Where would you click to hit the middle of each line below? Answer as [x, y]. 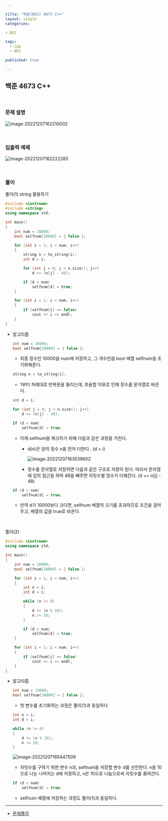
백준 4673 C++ [28, 86]
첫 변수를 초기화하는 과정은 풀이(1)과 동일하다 [64, 705]
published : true [22, 60]
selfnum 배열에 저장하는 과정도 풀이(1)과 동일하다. [69, 798]
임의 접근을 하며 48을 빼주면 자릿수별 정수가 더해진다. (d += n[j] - [97, 475]
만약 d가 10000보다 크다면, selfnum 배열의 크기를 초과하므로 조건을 [86, 505]
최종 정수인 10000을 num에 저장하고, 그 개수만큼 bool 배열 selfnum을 [88, 358]
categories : [17, 24]
